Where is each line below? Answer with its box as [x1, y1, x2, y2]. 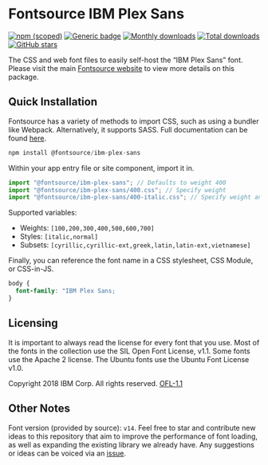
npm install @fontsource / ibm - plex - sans [8, 148, 141, 156]
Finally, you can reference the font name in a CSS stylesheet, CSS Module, [8, 256, 254, 266]
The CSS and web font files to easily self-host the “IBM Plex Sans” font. [8, 55, 243, 65]
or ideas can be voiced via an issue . [8, 448, 126, 458]
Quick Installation [8, 95, 98, 108]
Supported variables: [8, 208, 77, 218]
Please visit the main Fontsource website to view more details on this [8, 63, 235, 73]
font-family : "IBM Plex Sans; [15, 287, 116, 295]
